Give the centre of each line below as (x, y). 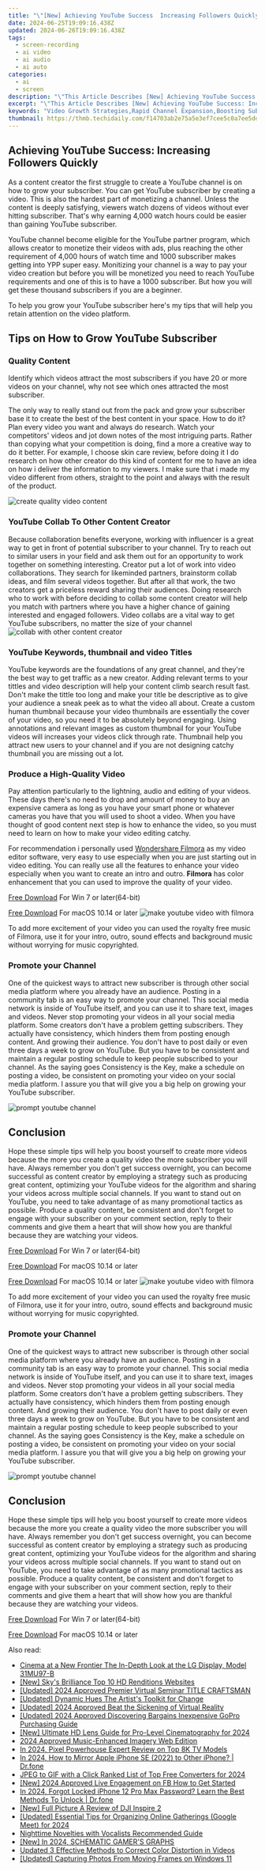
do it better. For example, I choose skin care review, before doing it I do (123, 453)
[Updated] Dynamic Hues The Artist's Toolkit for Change (111, 1699)
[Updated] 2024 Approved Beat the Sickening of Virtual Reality (122, 1707)
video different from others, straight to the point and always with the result (129, 478)
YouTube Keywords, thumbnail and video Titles (100, 652)
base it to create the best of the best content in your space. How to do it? (127, 419)
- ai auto (31, 67)
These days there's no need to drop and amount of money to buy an (119, 799)
